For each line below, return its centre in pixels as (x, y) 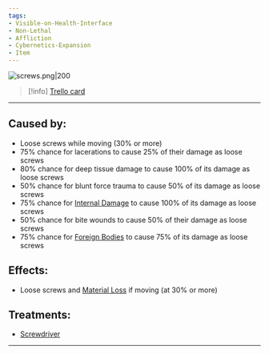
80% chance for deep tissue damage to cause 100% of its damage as (135, 168)
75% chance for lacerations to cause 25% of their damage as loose (131, 151)
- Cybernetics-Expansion (50, 46)
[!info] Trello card (56, 91)
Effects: (28, 270)
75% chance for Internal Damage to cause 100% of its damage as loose (138, 203)
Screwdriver (40, 334)
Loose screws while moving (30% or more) (91, 143)
